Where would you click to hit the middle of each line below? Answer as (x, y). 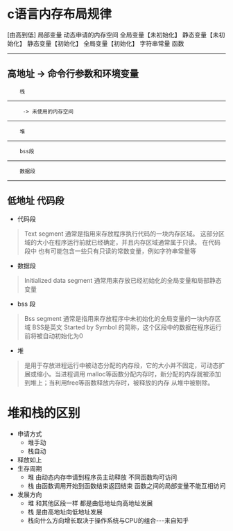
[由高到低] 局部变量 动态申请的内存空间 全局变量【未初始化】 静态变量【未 (113, 35)
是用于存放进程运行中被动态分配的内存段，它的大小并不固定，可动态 (121, 365)
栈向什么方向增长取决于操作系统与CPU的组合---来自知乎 (108, 520)
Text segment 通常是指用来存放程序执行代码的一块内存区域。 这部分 (121, 234)
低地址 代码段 (36, 201)
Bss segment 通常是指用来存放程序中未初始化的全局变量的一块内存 (120, 318)
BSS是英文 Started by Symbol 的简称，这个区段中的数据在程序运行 (127, 327)
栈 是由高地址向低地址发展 (65, 512)
